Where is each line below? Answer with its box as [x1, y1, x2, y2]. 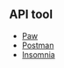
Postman [21, 40, 54, 50]
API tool [9, 7, 53, 22]
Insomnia [21, 49, 55, 60]
